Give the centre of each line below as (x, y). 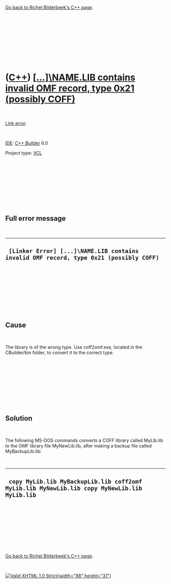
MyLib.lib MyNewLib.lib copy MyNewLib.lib (74, 488)
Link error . (16, 123)
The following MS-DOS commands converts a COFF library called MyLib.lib (84, 440)
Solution (19, 418)
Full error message (36, 218)
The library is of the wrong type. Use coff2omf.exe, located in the (74, 347)
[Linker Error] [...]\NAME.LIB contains (74, 251)
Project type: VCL (24, 153)
